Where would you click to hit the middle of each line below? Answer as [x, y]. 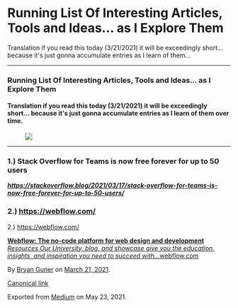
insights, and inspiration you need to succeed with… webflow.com [103, 256]
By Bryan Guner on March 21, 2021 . [59, 269]
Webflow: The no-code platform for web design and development [106, 240]
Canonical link [28, 283]
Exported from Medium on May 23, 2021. [67, 297]
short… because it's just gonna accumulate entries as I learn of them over [118, 113]
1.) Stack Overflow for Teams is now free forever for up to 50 [113, 161]
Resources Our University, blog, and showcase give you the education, [111, 248]
